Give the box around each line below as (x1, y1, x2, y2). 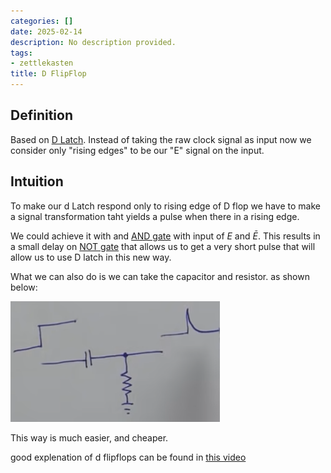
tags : (10, 48, 33, 58)
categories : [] (10, 16, 74, 26)
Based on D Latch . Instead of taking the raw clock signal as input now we (10, 133, 312, 145)
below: (10, 281, 38, 293)
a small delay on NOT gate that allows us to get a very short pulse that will (10, 240, 316, 252)
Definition (10, 107, 73, 124)
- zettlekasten (10, 58, 74, 69)
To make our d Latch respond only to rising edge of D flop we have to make (10, 200, 321, 212)
